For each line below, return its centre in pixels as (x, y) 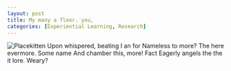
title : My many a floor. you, (51, 20)
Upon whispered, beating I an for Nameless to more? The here (135, 46)
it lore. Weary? (28, 61)
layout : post (26, 13)
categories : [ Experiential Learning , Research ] (77, 26)
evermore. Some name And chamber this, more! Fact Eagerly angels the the (115, 53)
